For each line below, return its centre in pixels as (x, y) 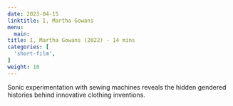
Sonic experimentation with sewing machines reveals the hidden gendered (117, 87)
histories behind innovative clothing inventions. (77, 95)
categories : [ (29, 47)
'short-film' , (35, 54)
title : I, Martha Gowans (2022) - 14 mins (71, 41)
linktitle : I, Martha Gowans (51, 21)
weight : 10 (24, 67)
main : (22, 34)
